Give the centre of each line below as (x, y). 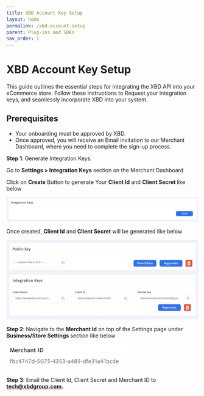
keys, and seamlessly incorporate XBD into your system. (77, 100)
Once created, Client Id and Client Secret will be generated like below (94, 231)
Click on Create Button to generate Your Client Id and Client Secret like (96, 182)
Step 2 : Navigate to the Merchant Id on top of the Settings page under (95, 329)
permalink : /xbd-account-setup (46, 26)
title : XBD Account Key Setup (45, 13)
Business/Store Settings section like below (61, 335)
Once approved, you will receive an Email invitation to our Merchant (100, 140)
